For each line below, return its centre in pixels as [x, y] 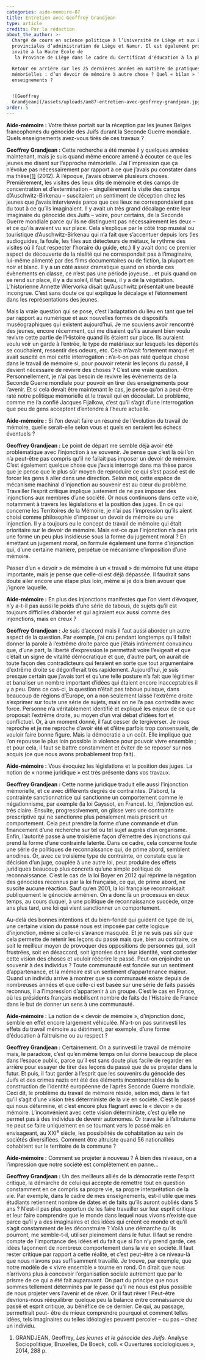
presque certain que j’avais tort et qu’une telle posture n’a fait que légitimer [100, 676]
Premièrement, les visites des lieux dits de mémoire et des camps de [92, 182]
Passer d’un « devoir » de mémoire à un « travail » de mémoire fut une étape [103, 568]
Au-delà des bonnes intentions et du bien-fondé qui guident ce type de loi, [100, 920]
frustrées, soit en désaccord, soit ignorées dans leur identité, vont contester [102, 952]
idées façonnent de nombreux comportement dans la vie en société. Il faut [100, 1247]
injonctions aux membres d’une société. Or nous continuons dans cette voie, [103, 497]
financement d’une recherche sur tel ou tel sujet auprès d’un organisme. [97, 830]
